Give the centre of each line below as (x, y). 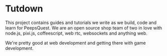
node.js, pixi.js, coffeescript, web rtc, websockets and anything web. (76, 33)
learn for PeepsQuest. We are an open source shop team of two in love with (84, 27)
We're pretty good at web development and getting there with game (75, 42)
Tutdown (24, 9)
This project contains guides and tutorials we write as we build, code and (81, 22)
